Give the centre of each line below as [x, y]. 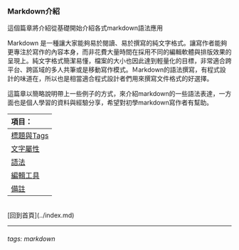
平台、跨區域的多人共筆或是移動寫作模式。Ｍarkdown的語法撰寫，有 [107, 70]
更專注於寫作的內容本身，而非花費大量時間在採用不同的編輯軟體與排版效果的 [119, 52]
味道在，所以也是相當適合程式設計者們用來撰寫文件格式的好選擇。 [116, 79]
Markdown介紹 [34, 11]
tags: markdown [31, 239]
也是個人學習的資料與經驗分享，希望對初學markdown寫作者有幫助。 [113, 103]
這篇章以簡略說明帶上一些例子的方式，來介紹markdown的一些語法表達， [113, 94]
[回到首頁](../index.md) [41, 215]
